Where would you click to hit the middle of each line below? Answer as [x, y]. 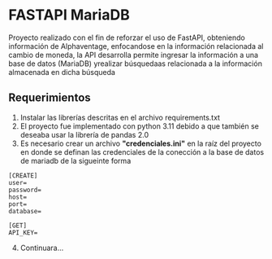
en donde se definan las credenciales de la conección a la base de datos [142, 151]
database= [25, 211]
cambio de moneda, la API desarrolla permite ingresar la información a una [133, 55]
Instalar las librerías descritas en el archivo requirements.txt [120, 117]
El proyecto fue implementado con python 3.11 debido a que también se [140, 126]
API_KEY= [23, 233]
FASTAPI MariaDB [69, 15]
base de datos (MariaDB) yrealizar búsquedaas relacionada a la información [135, 64]
